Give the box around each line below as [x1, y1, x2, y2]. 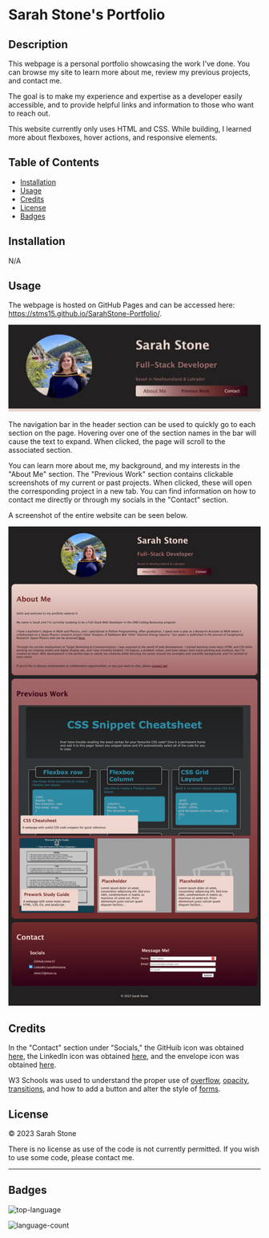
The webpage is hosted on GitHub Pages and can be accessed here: [8, 300, 235, 310]
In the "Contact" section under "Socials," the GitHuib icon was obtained [8, 1043, 244, 1053]
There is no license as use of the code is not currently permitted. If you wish [8, 1144, 260, 1154]
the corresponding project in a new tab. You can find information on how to [8, 486, 256, 495]
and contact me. [8, 76, 62, 85]
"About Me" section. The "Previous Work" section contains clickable [8, 469, 234, 479]
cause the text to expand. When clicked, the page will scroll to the [8, 436, 226, 446]
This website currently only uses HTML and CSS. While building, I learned [8, 124, 252, 133]
